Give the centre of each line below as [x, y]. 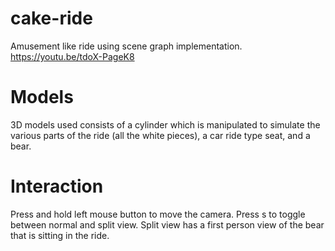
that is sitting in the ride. [60, 235]
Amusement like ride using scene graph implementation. [126, 46]
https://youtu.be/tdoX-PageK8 [72, 56]
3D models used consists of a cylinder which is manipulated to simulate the [165, 124]
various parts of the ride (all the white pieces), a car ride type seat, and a [160, 135]
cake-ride [51, 18]
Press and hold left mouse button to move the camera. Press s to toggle [158, 214]
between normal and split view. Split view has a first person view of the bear [167, 224]
